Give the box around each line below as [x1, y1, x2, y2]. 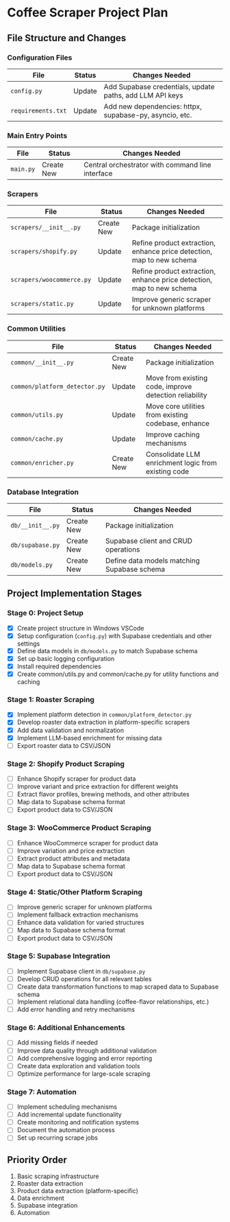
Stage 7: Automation [7, 1087, 77, 1096]
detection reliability [146, 390, 207, 399]
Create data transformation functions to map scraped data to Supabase [16, 983, 219, 991]
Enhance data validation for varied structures [16, 918, 144, 927]
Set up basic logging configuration [16, 654, 115, 663]
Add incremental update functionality [16, 1110, 122, 1119]
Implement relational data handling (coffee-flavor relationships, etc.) [16, 998, 209, 1006]
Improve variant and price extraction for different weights [16, 782, 179, 790]
